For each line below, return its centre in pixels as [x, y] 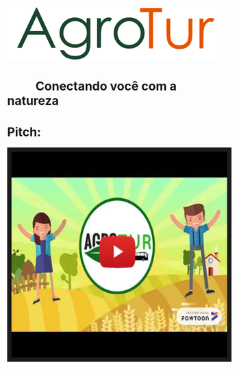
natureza [33, 101]
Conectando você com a [106, 86]
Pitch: [24, 132]
